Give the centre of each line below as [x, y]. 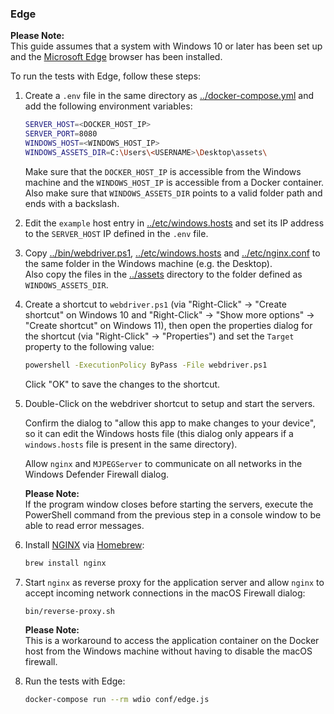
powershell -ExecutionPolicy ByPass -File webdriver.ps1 [146, 365]
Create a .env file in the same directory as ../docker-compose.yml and [169, 96]
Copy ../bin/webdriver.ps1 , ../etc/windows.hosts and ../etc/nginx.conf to [172, 253]
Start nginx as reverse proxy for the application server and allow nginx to [174, 582]
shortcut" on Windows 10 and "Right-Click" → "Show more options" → [169, 314]
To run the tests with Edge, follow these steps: [106, 76]
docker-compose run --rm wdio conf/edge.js [117, 700]
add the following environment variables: [108, 106]
